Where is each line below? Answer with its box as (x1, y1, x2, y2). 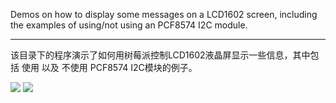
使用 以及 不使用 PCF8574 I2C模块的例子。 (21, 62, 198, 73)
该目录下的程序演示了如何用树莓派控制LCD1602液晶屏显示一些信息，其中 (10, 49, 311, 61)
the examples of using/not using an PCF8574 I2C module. (10, 19, 248, 31)
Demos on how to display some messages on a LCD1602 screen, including (10, 9, 318, 20)
